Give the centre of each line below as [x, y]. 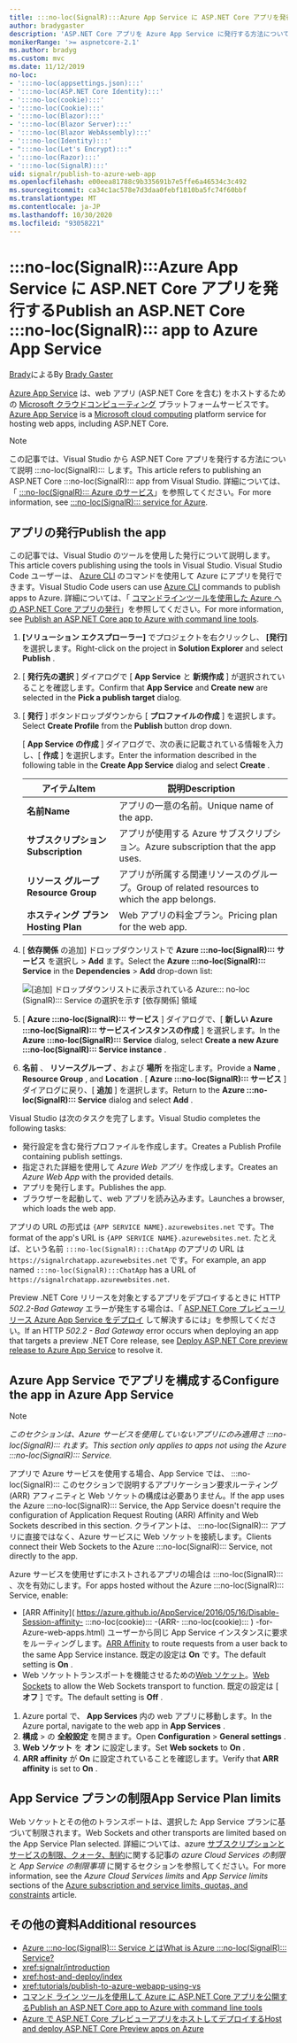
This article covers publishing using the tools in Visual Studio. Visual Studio [146, 565]
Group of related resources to [198, 888]
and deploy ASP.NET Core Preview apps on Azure [113, 2028]
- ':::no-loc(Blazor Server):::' [71, 125]
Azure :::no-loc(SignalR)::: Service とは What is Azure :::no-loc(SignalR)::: [154, 1947]
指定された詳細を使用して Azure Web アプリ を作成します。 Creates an [150, 1167]
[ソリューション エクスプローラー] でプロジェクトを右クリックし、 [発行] [155, 638]
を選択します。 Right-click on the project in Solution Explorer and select [152, 648]
